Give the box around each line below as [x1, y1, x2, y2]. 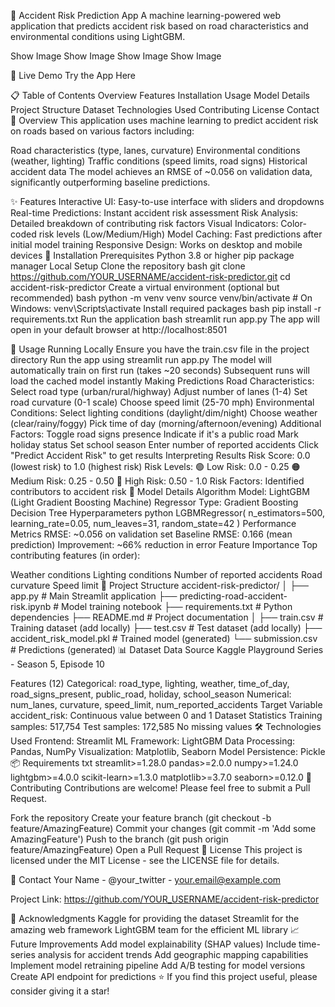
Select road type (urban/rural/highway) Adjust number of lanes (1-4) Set [10, 386, 308, 397]
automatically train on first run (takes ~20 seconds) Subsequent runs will [10, 365, 310, 376]
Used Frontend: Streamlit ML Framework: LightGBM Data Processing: [10, 735, 296, 747]
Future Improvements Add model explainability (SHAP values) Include [10, 938, 297, 950]
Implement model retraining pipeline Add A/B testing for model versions [10, 960, 306, 971]
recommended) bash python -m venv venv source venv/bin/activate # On [10, 292, 313, 304]
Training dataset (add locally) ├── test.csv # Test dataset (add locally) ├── [10, 622, 323, 634]
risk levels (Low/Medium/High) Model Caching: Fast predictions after [38, 228, 323, 240]
